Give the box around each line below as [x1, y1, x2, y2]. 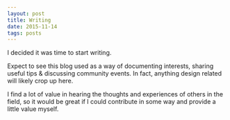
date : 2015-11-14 [7, 23, 58, 30]
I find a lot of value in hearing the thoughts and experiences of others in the [7, 90, 224, 98]
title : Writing [7, 17, 51, 24]
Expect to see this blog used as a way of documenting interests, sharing [7, 62, 214, 70]
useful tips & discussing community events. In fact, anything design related [7, 69, 222, 78]
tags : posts [7, 29, 42, 37]
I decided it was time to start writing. [7, 49, 112, 57]
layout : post [7, 10, 45, 17]
